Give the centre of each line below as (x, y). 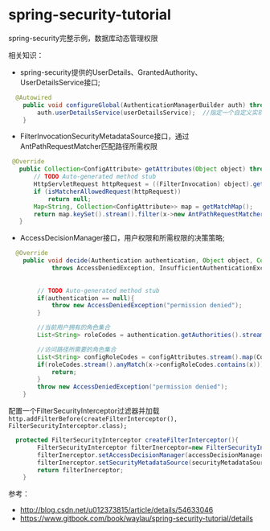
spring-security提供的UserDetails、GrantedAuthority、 (111, 72)
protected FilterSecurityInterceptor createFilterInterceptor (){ (127, 440)
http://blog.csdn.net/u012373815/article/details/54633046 (117, 510)
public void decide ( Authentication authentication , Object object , (138, 261)
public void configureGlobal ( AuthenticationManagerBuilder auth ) (135, 105)
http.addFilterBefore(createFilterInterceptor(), (93, 419)
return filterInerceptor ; (81, 470)
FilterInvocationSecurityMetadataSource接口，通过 (104, 136)
